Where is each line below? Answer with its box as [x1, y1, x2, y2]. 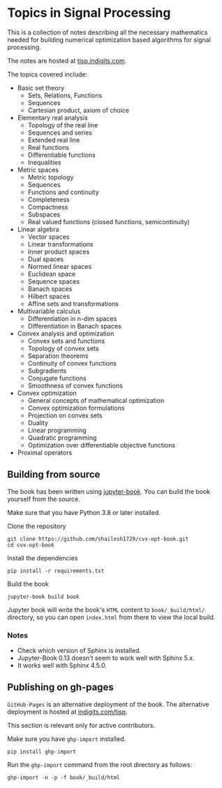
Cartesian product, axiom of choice [27, 106, 130, 114]
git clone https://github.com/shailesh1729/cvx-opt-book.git [7, 535, 189, 542]
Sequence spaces [27, 277, 80, 285]
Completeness [27, 195, 70, 204]
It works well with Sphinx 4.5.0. [17, 661, 107, 670]
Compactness [27, 202, 68, 211]
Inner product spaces [27, 247, 90, 256]
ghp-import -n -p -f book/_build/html [7, 774, 120, 781]
